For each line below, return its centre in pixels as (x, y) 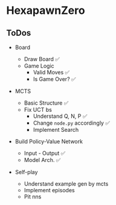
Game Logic (39, 66)
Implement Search (56, 130)
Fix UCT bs (38, 110)
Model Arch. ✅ (42, 160)
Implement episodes (49, 190)
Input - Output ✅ (45, 153)
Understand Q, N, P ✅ (60, 116)
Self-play (26, 172)
